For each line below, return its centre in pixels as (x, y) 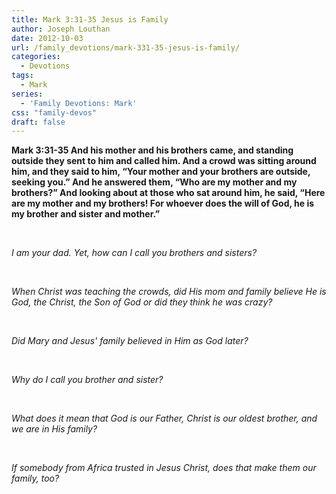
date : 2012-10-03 (47, 38)
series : (27, 94)
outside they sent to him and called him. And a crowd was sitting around (164, 161)
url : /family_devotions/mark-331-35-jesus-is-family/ (126, 47)
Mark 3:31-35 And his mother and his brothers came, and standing (152, 150)
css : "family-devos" (54, 112)
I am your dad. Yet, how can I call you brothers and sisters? (134, 253)
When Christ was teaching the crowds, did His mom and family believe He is (169, 292)
